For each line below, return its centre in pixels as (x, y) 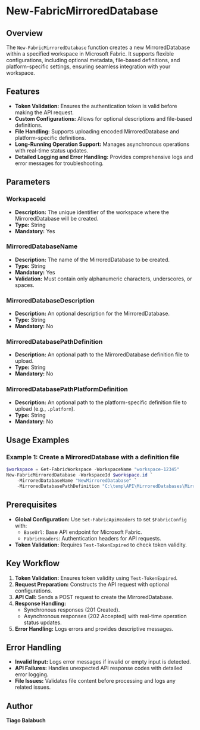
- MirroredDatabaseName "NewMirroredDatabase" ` (77, 481)
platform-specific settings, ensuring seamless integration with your (88, 66)
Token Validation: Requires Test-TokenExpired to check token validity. (101, 545)
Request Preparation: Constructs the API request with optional (92, 584)
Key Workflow (33, 563)
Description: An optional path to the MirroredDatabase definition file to (102, 355)
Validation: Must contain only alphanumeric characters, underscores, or (103, 279)
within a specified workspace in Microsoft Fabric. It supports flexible (90, 54)
